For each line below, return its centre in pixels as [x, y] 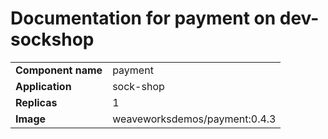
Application [43, 86]
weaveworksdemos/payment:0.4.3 [194, 119]
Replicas [36, 102]
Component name [59, 70]
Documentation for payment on [143, 18]
